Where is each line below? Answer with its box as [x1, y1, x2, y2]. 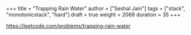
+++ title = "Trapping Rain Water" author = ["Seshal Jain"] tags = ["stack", [6, 5, 186, 12]
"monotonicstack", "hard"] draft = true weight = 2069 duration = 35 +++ [6, 11, 180, 18]
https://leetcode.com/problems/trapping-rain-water [6, 23, 131, 29]
